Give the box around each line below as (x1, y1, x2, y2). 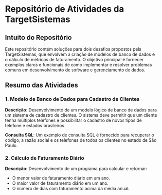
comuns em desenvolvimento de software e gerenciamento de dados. (5, 67, 145, 73)
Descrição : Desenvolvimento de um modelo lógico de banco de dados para (5, 107, 157, 113)
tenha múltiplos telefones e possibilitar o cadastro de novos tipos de (5, 117, 142, 123)
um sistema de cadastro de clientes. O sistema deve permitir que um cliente (5, 112, 157, 118)
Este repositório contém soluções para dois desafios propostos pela (5, 46, 142, 52)
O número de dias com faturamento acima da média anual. (12, 185, 130, 191)
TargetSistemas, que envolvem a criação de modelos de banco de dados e (5, 51, 155, 57)
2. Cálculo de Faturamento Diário (5, 154, 84, 161)
